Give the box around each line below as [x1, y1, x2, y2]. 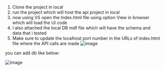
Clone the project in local [12, 4, 63, 10]
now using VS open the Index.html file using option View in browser [12, 15, 150, 20]
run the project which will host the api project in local [12, 9, 120, 15]
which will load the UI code [12, 20, 67, 25]
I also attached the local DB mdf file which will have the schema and [12, 25, 151, 31]
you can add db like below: [5, 50, 60, 56]
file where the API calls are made [12, 41, 80, 46]
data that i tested [12, 30, 47, 36]
